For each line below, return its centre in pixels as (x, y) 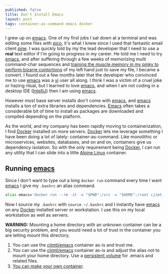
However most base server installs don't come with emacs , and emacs (78, 101)
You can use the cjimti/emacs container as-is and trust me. (73, 245)
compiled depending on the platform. (43, 117)
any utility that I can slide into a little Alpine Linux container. (66, 153)
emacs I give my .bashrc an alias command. (50, 186)
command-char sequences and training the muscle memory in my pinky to (82, 64)
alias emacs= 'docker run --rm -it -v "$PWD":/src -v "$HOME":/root (77, 195)
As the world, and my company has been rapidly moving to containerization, (84, 126)
